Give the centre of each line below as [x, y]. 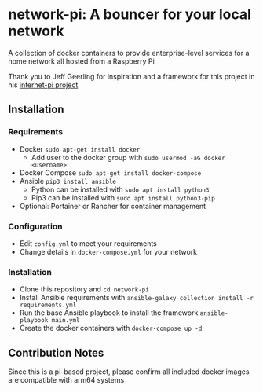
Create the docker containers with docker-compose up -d [111, 328]
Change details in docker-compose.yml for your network [108, 251]
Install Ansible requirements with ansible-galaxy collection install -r [136, 298]
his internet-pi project [43, 85]
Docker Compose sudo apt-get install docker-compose [110, 172]
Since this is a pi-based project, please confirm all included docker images [129, 372]
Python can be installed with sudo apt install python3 [120, 189]
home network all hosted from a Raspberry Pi [81, 61]
